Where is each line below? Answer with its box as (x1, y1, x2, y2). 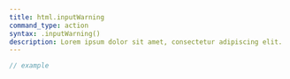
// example (9, 61, 50, 70)
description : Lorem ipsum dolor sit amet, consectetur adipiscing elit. (9, 37, 283, 47)
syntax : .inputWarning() (9, 29, 101, 38)
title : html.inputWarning (9, 12, 104, 22)
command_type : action (9, 21, 89, 30)
